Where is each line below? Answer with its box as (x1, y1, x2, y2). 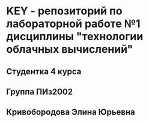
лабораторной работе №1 (6, 17, 141, 31)
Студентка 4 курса (6, 66, 82, 76)
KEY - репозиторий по (6, 4, 123, 18)
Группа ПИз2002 (6, 86, 73, 97)
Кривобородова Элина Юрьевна (6, 107, 135, 118)
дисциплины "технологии (6, 30, 144, 43)
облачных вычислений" (6, 43, 133, 56)
